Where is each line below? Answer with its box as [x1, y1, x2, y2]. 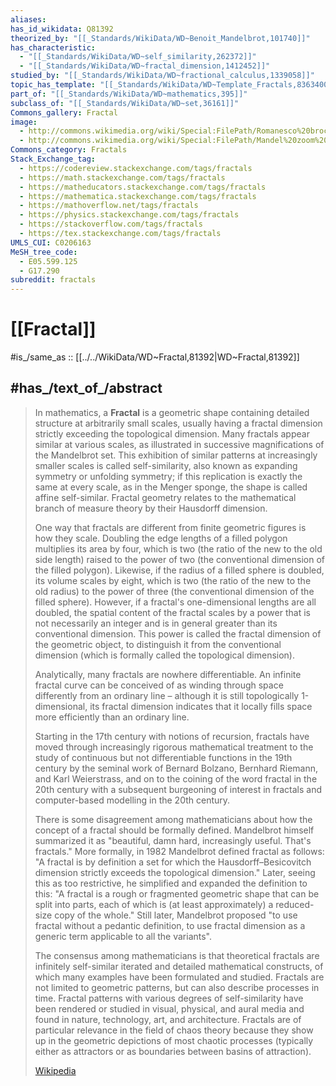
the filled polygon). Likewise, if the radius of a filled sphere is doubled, [34, 564, 325, 576]
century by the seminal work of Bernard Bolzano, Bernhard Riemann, [34, 762, 319, 774]
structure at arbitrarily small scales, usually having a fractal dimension [34, 417, 323, 429]
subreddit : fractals [10, 275, 97, 285]
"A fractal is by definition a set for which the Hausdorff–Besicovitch [34, 856, 312, 868]
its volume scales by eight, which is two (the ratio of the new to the [34, 574, 312, 586]
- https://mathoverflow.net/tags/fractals [19, 201, 199, 211]
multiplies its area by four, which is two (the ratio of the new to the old [34, 542, 323, 555]
